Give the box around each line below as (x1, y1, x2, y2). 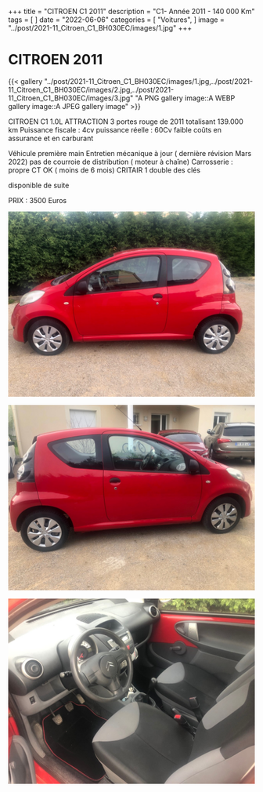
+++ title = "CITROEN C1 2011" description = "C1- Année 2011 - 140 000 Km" (8, 7, 255, 16)
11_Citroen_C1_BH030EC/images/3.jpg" (8, 93, 134, 103)
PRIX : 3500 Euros (8, 195, 67, 205)
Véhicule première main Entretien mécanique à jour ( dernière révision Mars (8, 148, 252, 158)
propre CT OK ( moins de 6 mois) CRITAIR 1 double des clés (8, 165, 201, 175)
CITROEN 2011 (8, 51, 103, 69)
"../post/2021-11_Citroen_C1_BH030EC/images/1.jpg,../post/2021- (44, 76, 253, 85)
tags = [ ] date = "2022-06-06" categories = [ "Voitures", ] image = (8, 15, 225, 24)
